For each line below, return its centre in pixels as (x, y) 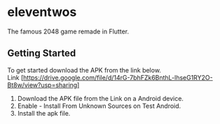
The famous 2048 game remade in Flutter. (68, 31)
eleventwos (42, 12)
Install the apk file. (44, 113)
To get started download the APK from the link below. (84, 70)
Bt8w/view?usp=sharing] (43, 85)
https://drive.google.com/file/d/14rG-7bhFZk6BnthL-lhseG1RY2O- (118, 77)
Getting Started (42, 53)
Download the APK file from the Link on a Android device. (101, 98)
